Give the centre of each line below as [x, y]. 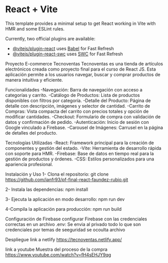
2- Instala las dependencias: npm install [47, 189]
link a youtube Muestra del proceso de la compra [56, 249]
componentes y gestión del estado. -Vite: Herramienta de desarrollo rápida [83, 148]
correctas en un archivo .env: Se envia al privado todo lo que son [73, 224]
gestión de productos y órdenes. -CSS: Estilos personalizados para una [80, 159]
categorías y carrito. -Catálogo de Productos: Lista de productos [73, 95]
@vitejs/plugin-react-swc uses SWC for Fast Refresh [68, 54]
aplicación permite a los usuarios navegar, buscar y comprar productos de [83, 74]
